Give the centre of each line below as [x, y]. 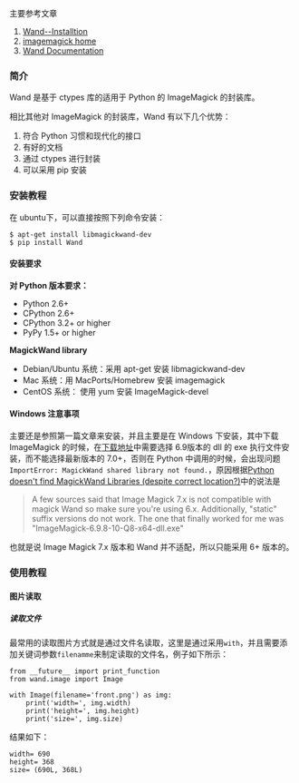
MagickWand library [48, 350]
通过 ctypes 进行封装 [62, 159]
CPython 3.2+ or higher [67, 323]
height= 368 [32, 762]
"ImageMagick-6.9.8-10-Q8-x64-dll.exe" [107, 528]
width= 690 [30, 754]
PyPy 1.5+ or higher [59, 332]
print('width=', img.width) [78, 703]
